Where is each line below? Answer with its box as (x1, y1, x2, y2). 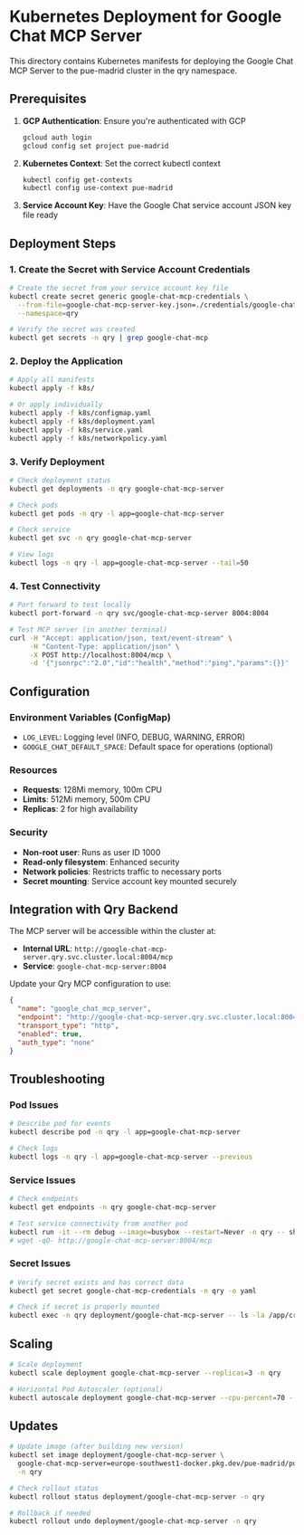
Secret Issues (9, 1257, 71, 1270)
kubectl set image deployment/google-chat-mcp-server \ (9, 1451, 224, 1460)
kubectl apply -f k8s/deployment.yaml (9, 416, 156, 426)
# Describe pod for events (9, 1120, 111, 1129)
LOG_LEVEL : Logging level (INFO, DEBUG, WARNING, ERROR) (22, 731, 246, 743)
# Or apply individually (9, 400, 103, 409)
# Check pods (9, 501, 59, 510)
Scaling (9, 1336, 53, 1351)
